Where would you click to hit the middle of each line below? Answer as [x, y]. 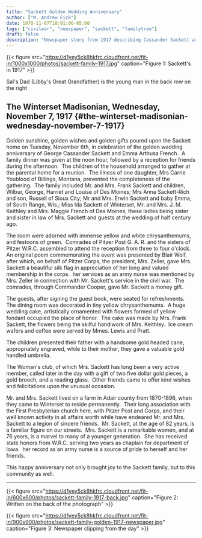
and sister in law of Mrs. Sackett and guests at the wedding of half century [99, 217]
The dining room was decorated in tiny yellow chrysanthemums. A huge [96, 305]
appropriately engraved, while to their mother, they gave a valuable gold [95, 348]
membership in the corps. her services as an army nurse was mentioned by [100, 274]
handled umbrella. [29, 355]
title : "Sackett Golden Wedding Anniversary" [64, 12]
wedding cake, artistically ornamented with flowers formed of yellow [91, 311]
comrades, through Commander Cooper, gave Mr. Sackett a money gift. [95, 287]
